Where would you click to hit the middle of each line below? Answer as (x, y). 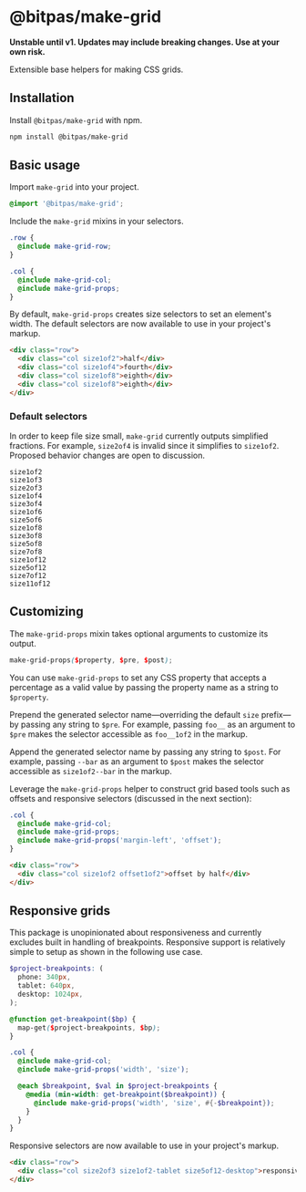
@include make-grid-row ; (65, 247)
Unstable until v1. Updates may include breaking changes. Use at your (144, 42)
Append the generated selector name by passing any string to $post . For (145, 751)
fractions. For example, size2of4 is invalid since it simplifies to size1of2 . (144, 445)
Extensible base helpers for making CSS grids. (97, 69)
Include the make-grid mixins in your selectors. (97, 222)
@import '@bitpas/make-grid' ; (67, 204)
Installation (42, 98)
